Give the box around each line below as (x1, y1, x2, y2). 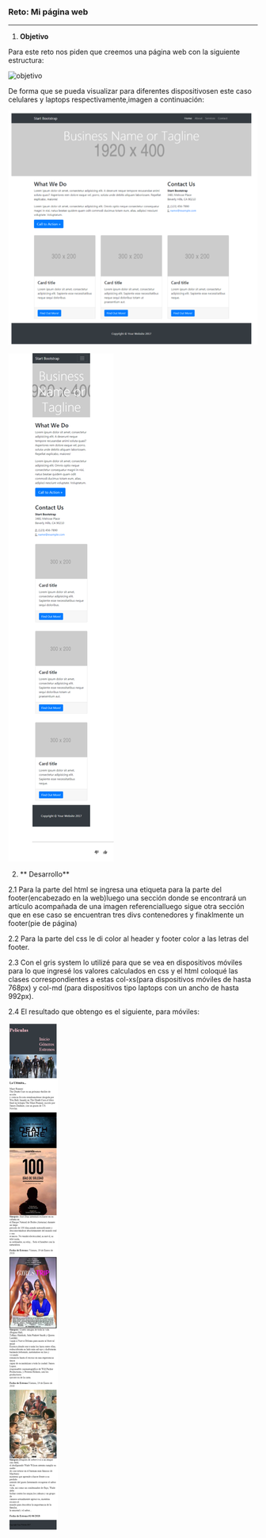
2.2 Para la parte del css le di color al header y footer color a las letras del (8, 934, 249, 943)
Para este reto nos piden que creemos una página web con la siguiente (8, 47, 240, 57)
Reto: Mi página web (8, 6, 89, 17)
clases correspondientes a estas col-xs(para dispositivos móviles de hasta (8, 974, 252, 984)
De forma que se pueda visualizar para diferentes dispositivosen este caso (8, 87, 252, 96)
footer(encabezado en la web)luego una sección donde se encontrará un (8, 892, 247, 903)
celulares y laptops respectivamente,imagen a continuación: (8, 94, 204, 105)
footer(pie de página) (8, 918, 78, 927)
